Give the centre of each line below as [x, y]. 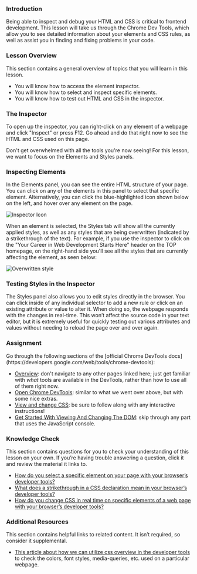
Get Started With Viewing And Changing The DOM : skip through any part [103, 417]
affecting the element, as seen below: [51, 257]
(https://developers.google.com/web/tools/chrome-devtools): [81, 362]
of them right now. [37, 386]
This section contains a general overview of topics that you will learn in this [97, 68]
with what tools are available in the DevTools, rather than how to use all [101, 380]
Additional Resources [37, 522]
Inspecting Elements [36, 172]
